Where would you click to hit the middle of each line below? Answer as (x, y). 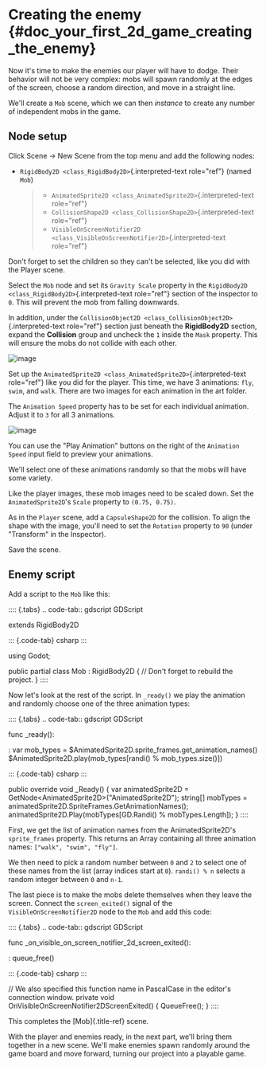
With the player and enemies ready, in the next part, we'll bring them (120, 1037)
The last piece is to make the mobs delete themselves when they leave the (130, 895)
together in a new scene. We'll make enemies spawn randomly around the (129, 1044)
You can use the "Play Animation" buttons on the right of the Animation (124, 445)
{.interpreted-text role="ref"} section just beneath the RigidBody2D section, (133, 326)
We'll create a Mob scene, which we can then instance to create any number (132, 103)
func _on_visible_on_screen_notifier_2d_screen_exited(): (100, 943)
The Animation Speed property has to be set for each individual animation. (129, 406)
